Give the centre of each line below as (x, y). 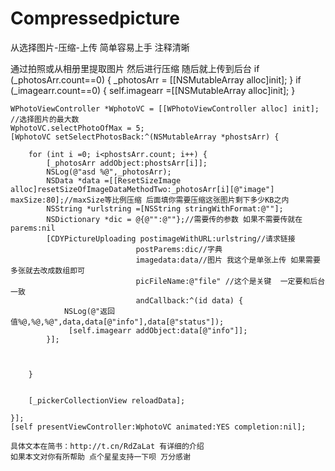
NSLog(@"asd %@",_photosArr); (109, 172)
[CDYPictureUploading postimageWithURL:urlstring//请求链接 (171, 238)
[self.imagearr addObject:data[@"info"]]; (158, 330)
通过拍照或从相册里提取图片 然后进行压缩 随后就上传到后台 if (135, 68)
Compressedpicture (95, 18)
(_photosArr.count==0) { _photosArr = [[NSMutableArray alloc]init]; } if (156, 79)
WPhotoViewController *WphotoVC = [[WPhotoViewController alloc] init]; (165, 108)
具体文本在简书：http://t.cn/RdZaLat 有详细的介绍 (107, 446)
